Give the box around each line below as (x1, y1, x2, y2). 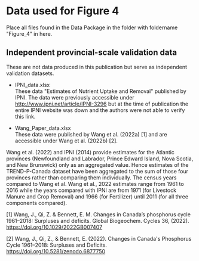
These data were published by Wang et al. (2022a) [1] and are (14, 130, 167, 138)
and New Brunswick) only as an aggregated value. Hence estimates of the (6, 161, 189, 168)
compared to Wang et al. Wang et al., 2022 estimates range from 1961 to (6, 180, 184, 187)
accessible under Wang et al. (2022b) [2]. (14, 137, 118, 144)
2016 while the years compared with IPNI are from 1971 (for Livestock (6, 187, 177, 194)
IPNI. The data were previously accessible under (14, 94, 134, 101)
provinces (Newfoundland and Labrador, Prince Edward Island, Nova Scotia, (6, 155, 194, 162)
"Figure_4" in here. (6, 30, 53, 37)
